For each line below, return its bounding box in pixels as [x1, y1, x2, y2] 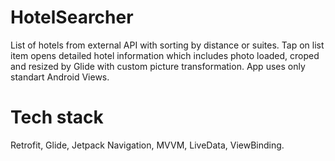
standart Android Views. [10, 71, 110, 83]
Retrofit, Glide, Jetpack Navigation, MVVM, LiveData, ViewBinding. [10, 139, 285, 151]
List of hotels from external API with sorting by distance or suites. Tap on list [10, 39, 325, 51]
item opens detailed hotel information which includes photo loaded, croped [10, 49, 320, 61]
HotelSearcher [10, 6, 134, 29]
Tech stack [10, 106, 104, 129]
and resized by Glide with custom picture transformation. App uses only [10, 60, 306, 72]
